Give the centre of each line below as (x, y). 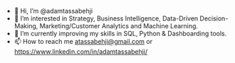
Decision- (214, 18)
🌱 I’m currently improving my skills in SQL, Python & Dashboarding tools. (120, 33)
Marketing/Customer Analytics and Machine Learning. (119, 26)
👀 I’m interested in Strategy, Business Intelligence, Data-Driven (106, 18)
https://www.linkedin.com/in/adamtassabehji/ (81, 52)
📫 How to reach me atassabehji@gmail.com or (83, 41)
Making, (26, 26)
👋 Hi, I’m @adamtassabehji (53, 11)
